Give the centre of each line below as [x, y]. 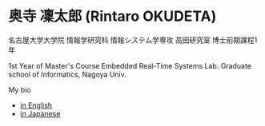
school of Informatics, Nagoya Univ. [67, 74]
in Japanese [40, 113]
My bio [20, 89]
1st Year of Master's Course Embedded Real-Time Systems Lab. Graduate [130, 65]
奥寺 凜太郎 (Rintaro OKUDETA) [112, 16]
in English [36, 105]
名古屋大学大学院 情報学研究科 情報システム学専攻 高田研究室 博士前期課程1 [133, 40]
